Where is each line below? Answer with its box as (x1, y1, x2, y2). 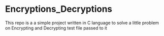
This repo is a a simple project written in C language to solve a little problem (5, 20, 159, 26)
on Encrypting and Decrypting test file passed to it (5, 25, 107, 31)
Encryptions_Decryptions (5, 3, 112, 15)
